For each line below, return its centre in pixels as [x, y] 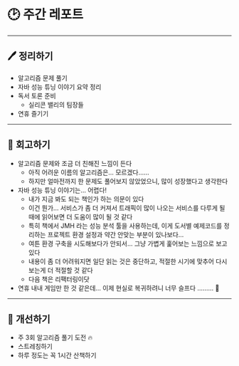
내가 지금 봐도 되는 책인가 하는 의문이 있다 [86, 199]
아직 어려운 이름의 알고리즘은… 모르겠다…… [89, 172]
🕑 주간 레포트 [46, 15]
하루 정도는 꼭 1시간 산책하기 [57, 355]
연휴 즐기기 [33, 113]
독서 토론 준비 [37, 95]
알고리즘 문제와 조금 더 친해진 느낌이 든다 [75, 163]
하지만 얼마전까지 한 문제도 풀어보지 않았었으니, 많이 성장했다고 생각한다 [128, 181]
